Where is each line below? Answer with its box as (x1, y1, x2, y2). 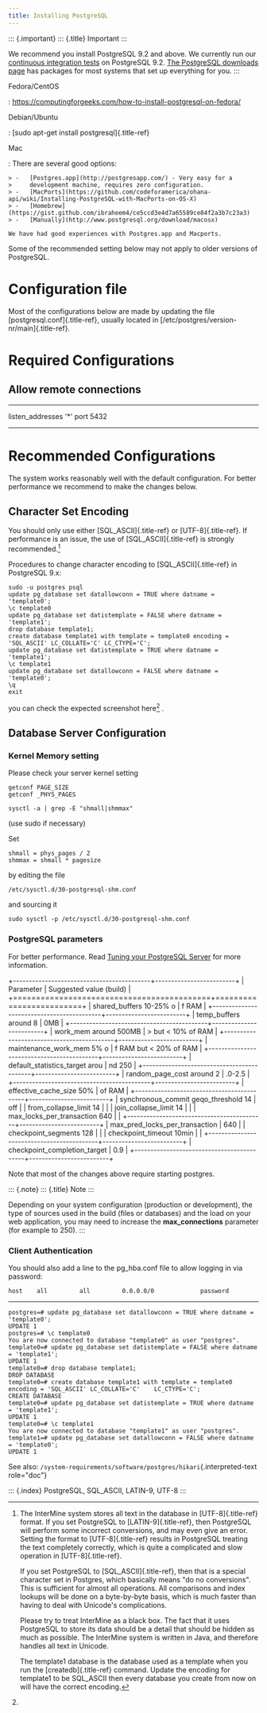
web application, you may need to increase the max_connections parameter (8, 1217, 259, 1226)
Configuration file (8, 280, 127, 298)
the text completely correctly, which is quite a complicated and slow (19, 1542, 243, 1552)
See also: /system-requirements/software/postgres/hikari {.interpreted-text (8, 1461, 257, 1471)
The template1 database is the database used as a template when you (19, 1656, 249, 1666)
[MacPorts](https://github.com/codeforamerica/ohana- (29, 188, 212, 196)
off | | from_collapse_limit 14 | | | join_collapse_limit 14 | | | (8, 1103, 196, 1112)
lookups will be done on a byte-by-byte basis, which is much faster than (19, 1591, 257, 1601)
